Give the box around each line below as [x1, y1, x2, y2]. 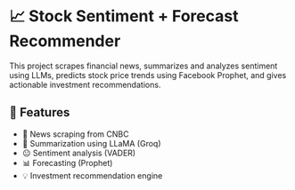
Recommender [9, 31, 121, 51]
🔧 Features [9, 105, 70, 120]
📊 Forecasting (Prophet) [21, 157, 113, 168]
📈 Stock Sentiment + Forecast [9, 6, 239, 27]
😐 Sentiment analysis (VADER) [21, 147, 136, 158]
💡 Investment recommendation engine [21, 170, 163, 181]
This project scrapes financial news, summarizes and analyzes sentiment [9, 60, 278, 71]
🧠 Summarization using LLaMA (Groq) [21, 138, 161, 148]
